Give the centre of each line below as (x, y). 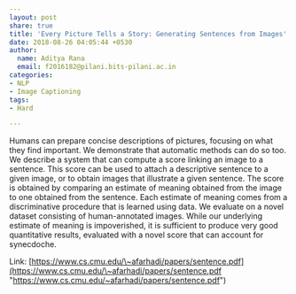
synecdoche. (33, 244)
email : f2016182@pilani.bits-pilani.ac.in (97, 67)
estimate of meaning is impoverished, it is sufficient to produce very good (144, 226)
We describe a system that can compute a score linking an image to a (136, 159)
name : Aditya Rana (51, 58)
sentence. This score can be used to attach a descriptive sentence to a (139, 169)
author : (23, 50)
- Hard (21, 108)
